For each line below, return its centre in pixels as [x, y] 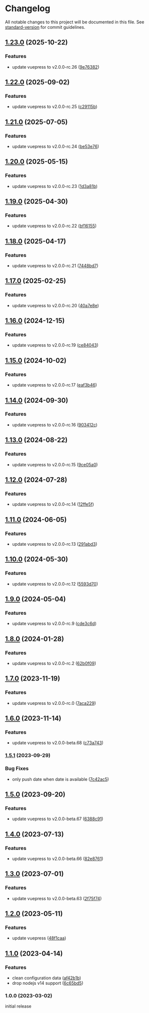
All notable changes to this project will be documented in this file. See [75, 22]
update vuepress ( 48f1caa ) [39, 938]
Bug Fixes [17, 769]
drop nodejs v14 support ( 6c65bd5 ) [48, 983]
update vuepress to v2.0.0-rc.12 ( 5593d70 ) [55, 584]
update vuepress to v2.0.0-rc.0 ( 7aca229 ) [54, 703]
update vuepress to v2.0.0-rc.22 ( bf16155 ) [54, 226]
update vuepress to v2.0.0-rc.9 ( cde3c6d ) [54, 624]
